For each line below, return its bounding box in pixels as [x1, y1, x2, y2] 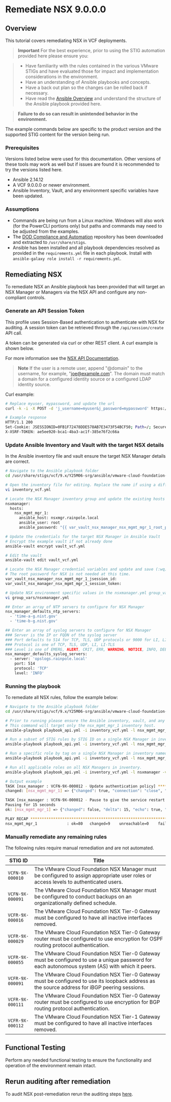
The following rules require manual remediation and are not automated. [5, 845, 154, 851]
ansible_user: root [18, 520, 60, 525]
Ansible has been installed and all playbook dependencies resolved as [12, 244, 160, 251]
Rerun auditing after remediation [5, 1077, 111, 1086]
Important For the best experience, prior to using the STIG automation [17, 48, 165, 53]
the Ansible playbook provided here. [25, 101, 102, 107]
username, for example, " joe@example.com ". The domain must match [17, 370, 165, 376]
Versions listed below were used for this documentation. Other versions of [5, 156, 161, 162]
